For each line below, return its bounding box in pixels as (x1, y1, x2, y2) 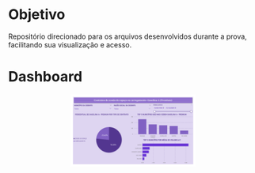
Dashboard (8, 68, 83, 86)
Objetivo (8, 6, 66, 24)
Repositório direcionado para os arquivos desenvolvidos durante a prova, (8, 32, 247, 41)
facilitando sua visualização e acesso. (8, 39, 132, 49)
